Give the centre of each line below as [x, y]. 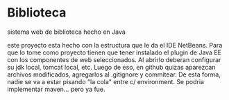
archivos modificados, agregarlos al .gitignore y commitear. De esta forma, [114, 74]
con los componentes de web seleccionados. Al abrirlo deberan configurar [114, 59]
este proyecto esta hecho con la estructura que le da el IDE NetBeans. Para [115, 45]
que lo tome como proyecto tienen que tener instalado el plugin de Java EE [114, 52]
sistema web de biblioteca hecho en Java [67, 32]
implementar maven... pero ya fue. [56, 89]
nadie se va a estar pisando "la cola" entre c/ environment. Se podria [106, 81]
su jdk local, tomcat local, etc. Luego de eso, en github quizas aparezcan [111, 67]
